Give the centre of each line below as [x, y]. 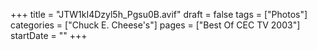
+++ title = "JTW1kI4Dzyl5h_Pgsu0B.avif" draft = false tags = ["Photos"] [159, 14]
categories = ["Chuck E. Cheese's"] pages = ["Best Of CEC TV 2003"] [155, 25]
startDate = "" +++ [49, 35]
